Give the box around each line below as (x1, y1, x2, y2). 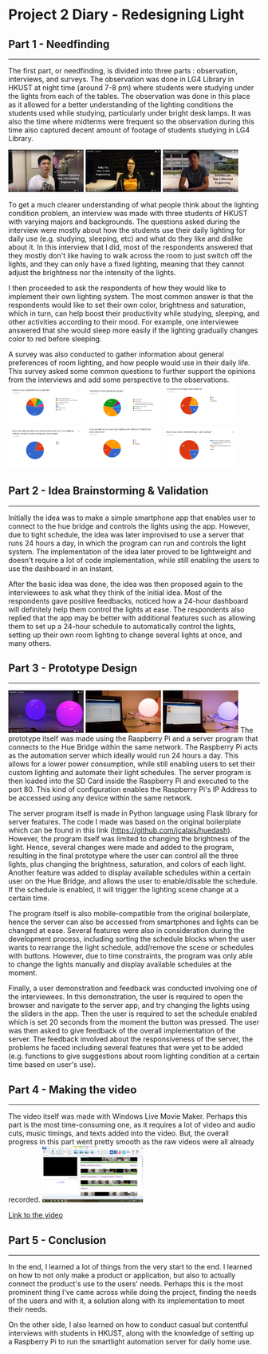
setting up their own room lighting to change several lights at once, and (8, 630, 242, 640)
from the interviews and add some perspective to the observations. (8, 375, 230, 384)
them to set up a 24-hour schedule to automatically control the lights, (8, 621, 236, 631)
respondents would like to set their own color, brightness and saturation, (8, 300, 246, 309)
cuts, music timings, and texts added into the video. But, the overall (8, 1128, 229, 1138)
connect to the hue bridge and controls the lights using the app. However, (8, 521, 250, 531)
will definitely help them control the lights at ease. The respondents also (8, 604, 245, 614)
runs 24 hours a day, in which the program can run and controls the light (8, 538, 246, 548)
